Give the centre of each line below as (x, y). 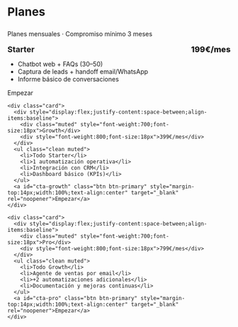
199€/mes (211, 50)
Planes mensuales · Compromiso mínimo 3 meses (80, 34)
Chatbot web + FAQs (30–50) (60, 64)
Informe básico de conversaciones (68, 79)
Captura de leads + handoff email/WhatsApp (83, 72)
